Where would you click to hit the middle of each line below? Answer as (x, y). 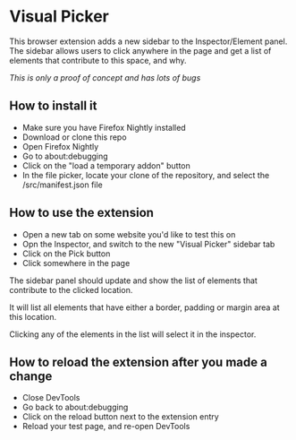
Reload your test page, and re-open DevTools (106, 427)
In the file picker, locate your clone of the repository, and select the (146, 175)
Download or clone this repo (74, 137)
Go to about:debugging (65, 156)
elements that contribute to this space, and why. (98, 60)
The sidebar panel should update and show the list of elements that (133, 280)
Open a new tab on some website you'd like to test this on (129, 234)
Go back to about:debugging (75, 407)
